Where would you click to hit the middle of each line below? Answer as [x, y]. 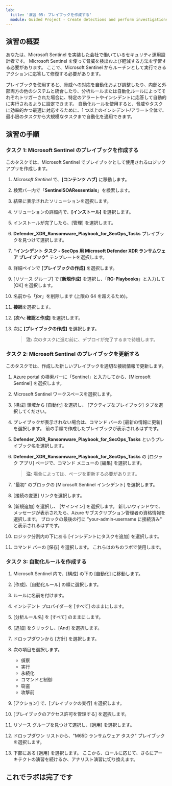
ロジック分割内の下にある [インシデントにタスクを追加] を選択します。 [88, 536]
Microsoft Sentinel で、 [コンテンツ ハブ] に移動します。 [71, 179]
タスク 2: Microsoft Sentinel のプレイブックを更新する [73, 354]
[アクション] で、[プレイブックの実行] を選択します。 [69, 703]
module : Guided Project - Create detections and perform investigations [89, 19]
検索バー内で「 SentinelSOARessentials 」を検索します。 [73, 190]
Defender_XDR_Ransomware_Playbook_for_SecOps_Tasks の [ [81, 457]
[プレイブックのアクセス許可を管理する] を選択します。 [71, 714]
